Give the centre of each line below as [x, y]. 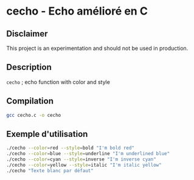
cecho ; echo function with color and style [58, 82]
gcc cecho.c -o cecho [34, 115]
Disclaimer [27, 34]
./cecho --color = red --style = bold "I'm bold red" [71, 148]
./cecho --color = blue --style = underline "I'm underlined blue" [88, 154]
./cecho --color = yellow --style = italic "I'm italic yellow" [84, 165]
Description [29, 67]
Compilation [30, 101]
